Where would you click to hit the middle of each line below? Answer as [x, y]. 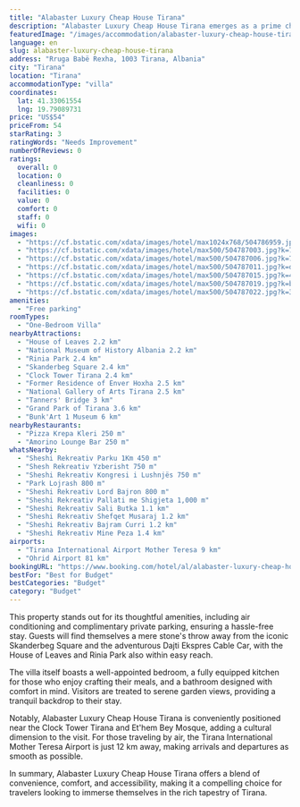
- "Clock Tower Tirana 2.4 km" [75, 375]
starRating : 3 [36, 134]
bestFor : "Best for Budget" [62, 575]
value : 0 [33, 201]
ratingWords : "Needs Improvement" [74, 142]
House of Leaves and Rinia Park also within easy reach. [111, 655]
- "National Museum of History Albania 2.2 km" [108, 350]
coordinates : [33, 92]
